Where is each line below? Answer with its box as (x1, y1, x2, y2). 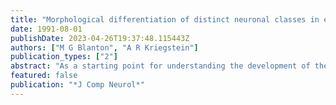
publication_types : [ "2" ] (10, 52, 118, 62)
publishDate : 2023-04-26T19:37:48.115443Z (10, 33, 190, 43)
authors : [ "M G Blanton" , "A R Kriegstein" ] (10, 42, 199, 53)
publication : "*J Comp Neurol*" (10, 80, 145, 90)
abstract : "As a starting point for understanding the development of (10, 61, 311, 71)
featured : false (10, 71, 78, 81)
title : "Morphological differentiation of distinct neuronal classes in (10, 14, 320, 25)
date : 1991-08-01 (10, 24, 83, 34)
